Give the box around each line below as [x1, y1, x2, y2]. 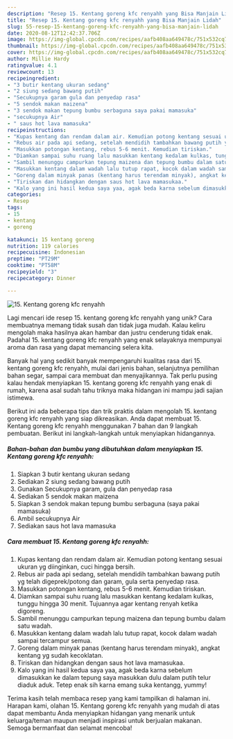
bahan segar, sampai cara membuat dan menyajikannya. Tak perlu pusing [7, 371, 218, 380]
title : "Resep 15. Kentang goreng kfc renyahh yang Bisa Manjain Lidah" [7, 17, 222, 24]
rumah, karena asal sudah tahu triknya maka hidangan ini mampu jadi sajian [7, 386, 223, 394]
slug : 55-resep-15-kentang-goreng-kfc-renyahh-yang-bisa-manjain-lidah [7, 23, 218, 30]
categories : [7, 191, 42, 198]
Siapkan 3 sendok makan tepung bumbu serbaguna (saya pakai [17, 499, 200, 507]
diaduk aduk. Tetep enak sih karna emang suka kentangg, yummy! [17, 681, 207, 689]
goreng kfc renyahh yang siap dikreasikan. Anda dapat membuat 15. [7, 414, 202, 423]
